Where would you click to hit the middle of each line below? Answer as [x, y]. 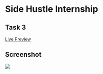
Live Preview [18, 39]
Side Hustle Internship [52, 9]
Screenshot [23, 55]
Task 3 [16, 27]
